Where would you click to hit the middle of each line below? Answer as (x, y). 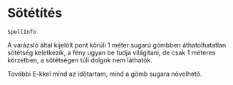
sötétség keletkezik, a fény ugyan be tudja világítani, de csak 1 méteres (112, 52)
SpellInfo (22, 32)
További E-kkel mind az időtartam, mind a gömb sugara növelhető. (105, 74)
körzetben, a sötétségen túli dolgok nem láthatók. (80, 60)
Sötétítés (35, 13)
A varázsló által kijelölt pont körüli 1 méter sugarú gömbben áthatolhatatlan (117, 45)
